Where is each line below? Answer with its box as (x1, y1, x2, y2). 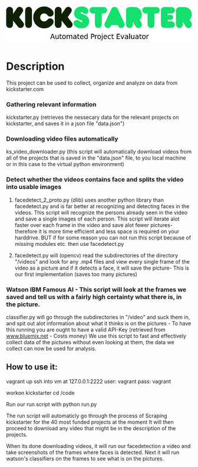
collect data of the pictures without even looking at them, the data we (6, 338, 175, 346)
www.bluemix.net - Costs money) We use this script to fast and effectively (6, 332, 187, 339)
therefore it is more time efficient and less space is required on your (14, 228, 180, 235)
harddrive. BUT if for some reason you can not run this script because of (14, 234, 192, 241)
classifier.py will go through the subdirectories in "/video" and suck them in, (6, 313, 190, 320)
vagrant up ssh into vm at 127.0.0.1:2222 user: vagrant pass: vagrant (6, 378, 171, 385)
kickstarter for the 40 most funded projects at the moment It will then (6, 418, 174, 426)
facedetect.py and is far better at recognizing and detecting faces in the (14, 202, 190, 210)
